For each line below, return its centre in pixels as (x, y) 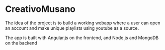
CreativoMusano (40, 9)
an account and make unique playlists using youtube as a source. (72, 28)
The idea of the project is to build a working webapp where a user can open (83, 23)
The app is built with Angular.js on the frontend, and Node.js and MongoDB (82, 38)
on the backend (21, 43)
